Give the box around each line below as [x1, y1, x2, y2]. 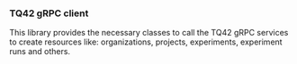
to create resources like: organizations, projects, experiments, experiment [9, 36, 283, 47]
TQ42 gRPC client [9, 7, 89, 20]
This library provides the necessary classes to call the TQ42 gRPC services [9, 28, 289, 38]
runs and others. [9, 46, 70, 57]
